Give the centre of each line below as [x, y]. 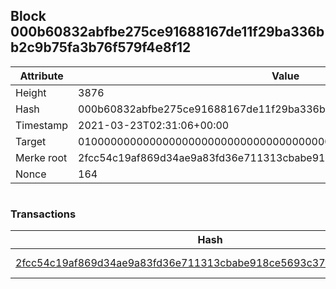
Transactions [43, 214]
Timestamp [42, 125]
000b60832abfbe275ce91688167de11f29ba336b [167, 32]
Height [31, 92]
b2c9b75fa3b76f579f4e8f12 [101, 47]
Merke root [41, 157]
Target [31, 141]
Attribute [41, 76]
